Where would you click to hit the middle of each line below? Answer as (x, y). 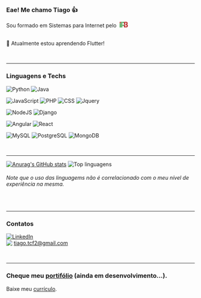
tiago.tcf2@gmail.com (41, 243)
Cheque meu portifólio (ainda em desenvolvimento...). (87, 276)
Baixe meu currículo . (32, 288)
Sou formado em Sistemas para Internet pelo (61, 26)
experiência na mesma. (35, 184)
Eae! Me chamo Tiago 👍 (42, 10)
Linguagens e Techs (36, 76)
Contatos (20, 223)
